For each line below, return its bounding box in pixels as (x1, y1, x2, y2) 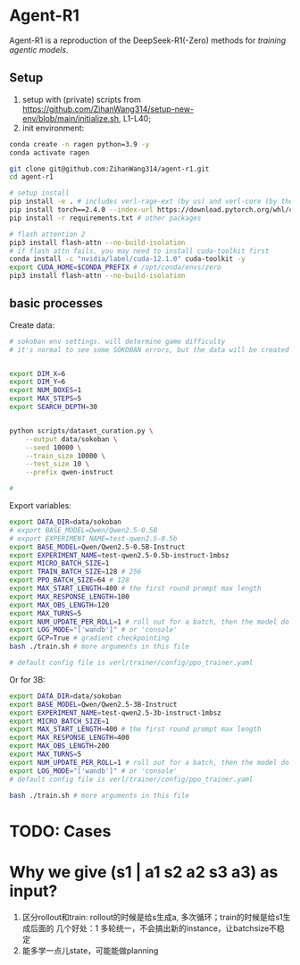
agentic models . (9, 44, 69, 55)
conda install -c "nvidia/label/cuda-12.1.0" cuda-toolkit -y (9, 255, 246, 264)
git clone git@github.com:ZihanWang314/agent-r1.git (9, 164, 210, 173)
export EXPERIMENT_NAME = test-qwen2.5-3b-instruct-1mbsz (9, 708, 221, 717)
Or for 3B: (9, 674, 46, 684)
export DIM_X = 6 (9, 369, 66, 378)
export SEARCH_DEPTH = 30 (9, 403, 98, 412)
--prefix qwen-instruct (25, 468, 114, 477)
